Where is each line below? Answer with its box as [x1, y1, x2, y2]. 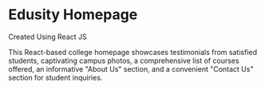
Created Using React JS [8, 32, 87, 41]
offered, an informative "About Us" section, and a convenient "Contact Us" [8, 64, 254, 73]
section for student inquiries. [8, 72, 103, 82]
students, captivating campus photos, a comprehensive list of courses [8, 56, 239, 65]
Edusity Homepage [8, 6, 138, 24]
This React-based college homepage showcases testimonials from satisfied [8, 47, 258, 57]
